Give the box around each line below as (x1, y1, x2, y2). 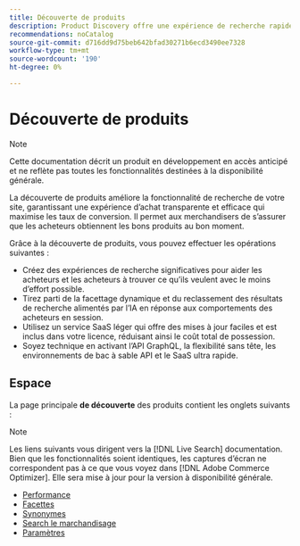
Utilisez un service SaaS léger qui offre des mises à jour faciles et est (21, 321, 278, 332)
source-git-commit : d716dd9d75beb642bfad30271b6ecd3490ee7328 (9, 37, 246, 47)
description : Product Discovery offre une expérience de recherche (9, 21, 266, 30)
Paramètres (21, 527, 65, 538)
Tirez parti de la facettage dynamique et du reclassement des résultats (21, 293, 283, 303)
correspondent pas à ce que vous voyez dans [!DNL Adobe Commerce (9, 462, 270, 473)
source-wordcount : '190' (9, 54, 102, 63)
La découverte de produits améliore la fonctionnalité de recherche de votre (9, 192, 286, 203)
